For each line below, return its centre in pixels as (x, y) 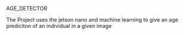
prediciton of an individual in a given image (59, 26)
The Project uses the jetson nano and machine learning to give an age (92, 20)
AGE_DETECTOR (27, 8)
